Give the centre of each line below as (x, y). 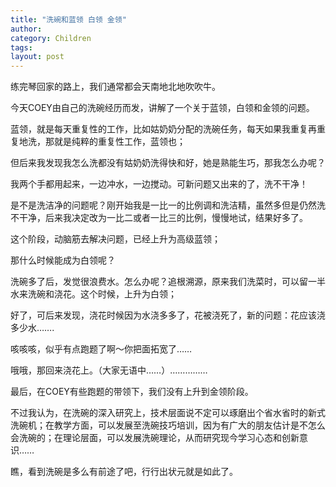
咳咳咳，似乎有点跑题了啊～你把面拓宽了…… (101, 349)
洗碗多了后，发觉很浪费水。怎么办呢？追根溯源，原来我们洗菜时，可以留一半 (168, 282)
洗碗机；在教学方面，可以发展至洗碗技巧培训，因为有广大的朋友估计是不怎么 (168, 425)
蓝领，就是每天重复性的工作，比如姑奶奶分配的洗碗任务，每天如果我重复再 (163, 129)
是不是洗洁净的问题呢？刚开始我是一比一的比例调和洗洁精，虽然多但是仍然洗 (168, 205)
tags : (21, 47)
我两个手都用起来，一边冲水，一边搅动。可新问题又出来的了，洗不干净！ (159, 184)
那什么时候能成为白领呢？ (63, 260)
